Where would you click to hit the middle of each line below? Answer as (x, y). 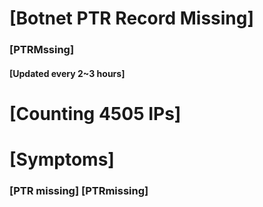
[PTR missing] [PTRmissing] (79, 190)
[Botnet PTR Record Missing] (132, 18)
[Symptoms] (62, 159)
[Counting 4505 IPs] (95, 113)
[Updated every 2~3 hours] (67, 73)
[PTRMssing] (42, 50)
